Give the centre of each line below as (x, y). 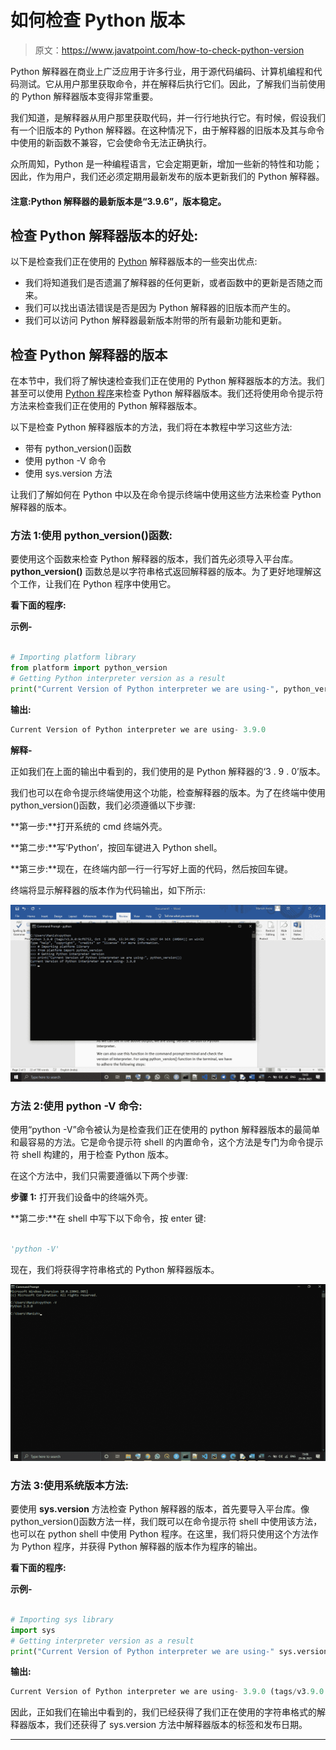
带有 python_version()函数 (78, 448)
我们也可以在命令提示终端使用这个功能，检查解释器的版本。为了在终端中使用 (168, 792)
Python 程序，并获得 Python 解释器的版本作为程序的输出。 (142, 1547)
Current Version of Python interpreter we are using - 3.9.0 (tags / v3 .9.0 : (169, 1692)
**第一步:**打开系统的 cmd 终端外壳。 (89, 826)
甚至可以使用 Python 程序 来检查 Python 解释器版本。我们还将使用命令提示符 (167, 393)
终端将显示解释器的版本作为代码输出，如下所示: (108, 890)
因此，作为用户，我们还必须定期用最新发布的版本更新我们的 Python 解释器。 (167, 176)
